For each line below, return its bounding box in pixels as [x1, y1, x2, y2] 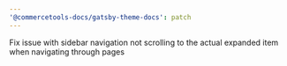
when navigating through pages [9, 46, 125, 57]
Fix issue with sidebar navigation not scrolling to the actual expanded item [9, 37, 279, 48]
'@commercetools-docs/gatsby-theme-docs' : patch [9, 12, 192, 22]
